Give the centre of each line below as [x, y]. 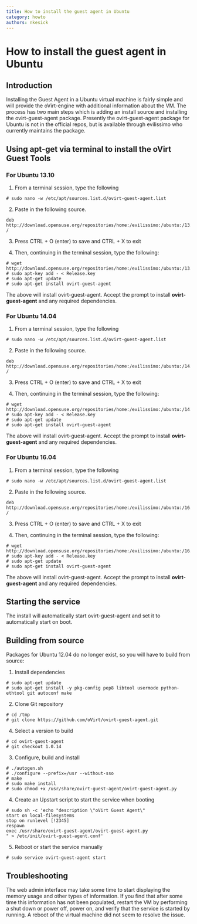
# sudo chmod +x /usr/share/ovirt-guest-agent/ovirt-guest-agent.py [91, 789]
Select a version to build [44, 731]
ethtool [16, 693]
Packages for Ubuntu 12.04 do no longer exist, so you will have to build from [98, 655]
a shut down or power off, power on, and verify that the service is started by [98, 909]
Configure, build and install [47, 757]
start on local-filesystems [40, 816]
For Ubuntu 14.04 [31, 316]
